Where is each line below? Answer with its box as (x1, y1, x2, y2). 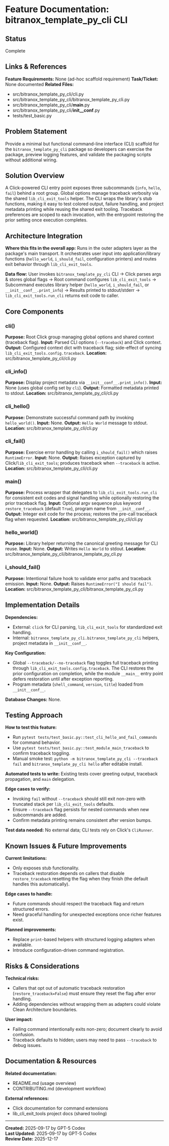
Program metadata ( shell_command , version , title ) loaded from (12, 681, 143, 687)
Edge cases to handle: (5, 891, 53, 897)
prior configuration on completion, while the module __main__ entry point (12, 670, 163, 676)
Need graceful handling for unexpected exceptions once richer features (12, 911, 162, 917)
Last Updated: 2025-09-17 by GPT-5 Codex (5, 1130, 97, 1136)
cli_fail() (5, 437, 26, 445)
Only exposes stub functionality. (12, 865, 79, 871)
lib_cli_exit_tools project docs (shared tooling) (12, 1110, 107, 1116)
